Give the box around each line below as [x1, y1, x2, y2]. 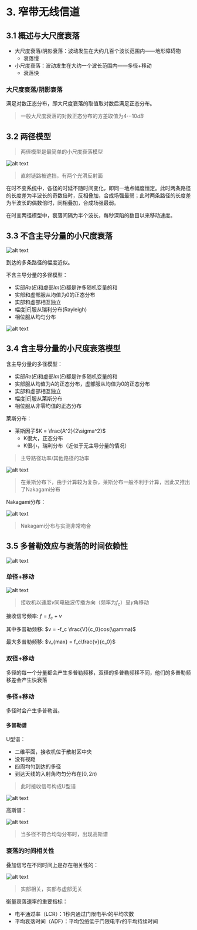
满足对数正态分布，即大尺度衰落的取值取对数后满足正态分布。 [6, 100, 155, 107]
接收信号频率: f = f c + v [6, 612, 62, 621]
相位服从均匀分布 [14, 313, 56, 320]
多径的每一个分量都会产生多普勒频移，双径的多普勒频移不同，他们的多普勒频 [6, 669, 191, 676]
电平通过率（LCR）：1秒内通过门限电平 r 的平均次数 [14, 910, 134, 917]
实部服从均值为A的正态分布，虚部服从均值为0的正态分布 [14, 380, 151, 387]
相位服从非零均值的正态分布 [14, 402, 82, 409]
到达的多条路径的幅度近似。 [6, 258, 73, 265]
